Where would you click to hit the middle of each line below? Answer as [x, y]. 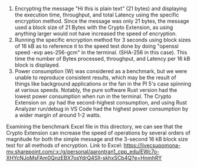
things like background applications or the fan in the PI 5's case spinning [103, 84]
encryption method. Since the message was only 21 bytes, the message [102, 21]
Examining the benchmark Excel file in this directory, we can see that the [94, 127]
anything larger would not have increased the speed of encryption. [96, 34]
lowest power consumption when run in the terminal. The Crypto [93, 96]
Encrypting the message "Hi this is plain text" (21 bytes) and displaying [101, 9]
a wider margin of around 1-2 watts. [58, 115]
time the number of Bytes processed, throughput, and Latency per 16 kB [102, 59]
